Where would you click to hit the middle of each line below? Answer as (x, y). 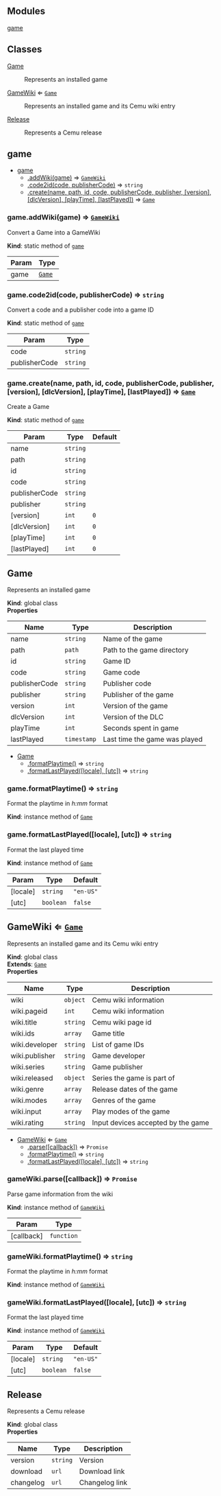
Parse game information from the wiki (60, 1194)
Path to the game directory (146, 650)
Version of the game (135, 706)
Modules (26, 11)
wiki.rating (27, 1123)
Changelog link (103, 1483)
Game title (108, 1033)
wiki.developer (34, 1044)
